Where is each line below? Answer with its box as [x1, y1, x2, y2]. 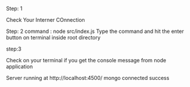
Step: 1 [6, 5, 22, 12]
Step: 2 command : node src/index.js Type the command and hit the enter [6, 28, 184, 35]
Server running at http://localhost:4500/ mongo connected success [6, 75, 169, 81]
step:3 [6, 45, 22, 52]
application [6, 63, 33, 70]
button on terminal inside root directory [6, 34, 101, 41]
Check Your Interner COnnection [6, 16, 85, 23]
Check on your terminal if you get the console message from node [6, 57, 167, 63]
